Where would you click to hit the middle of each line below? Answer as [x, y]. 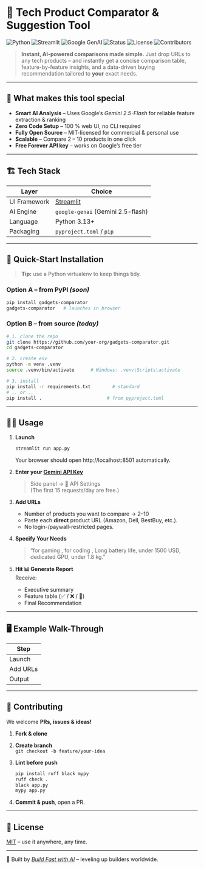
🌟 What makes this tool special [66, 98]
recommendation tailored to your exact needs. [79, 73]
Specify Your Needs [41, 539]
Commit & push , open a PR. [50, 802]
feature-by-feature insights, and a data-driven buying [88, 67]
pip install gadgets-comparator [47, 302]
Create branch [34, 745]
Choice [101, 191]
